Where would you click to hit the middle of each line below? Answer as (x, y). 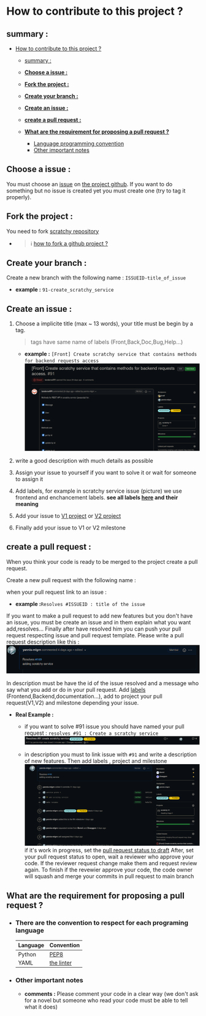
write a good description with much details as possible (84, 461)
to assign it (29, 479)
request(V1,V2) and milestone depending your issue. (73, 702)
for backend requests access (62, 361)
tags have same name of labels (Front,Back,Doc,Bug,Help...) (107, 342)
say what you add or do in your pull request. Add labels (76, 689)
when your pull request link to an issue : (57, 592)
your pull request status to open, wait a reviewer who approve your (109, 857)
